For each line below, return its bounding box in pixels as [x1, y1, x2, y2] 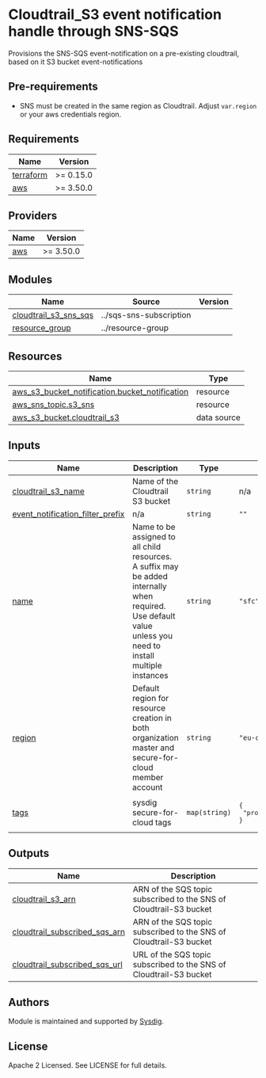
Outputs [8, 847, 50, 860]
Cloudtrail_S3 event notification [8, 6, 222, 24]
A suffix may [131, 561, 179, 572]
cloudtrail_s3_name [12, 486, 85, 497]
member [131, 771, 164, 783]
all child [131, 541, 161, 552]
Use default [131, 610, 176, 621]
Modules [8, 272, 53, 286]
